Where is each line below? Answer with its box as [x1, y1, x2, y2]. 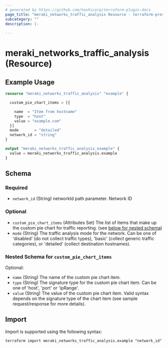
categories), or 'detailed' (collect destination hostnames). [12, 240, 131, 246]
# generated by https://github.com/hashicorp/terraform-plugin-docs [5, 7, 151, 12]
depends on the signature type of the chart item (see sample [12, 295, 138, 301]
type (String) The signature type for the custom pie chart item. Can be [12, 279, 156, 285]
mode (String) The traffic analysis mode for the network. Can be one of [12, 230, 156, 236]
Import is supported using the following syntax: [5, 328, 102, 334]
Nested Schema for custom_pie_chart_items [5, 253, 112, 260]
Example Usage [5, 78, 55, 86]
